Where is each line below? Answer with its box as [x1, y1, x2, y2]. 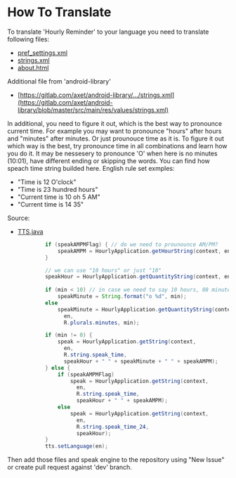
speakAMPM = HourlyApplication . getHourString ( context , [57, 247, 221, 254]
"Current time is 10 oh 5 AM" [17, 193, 100, 201]
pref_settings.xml [17, 49, 68, 57]
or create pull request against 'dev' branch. [7, 463, 132, 472]
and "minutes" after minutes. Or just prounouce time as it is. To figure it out [7, 134, 225, 143]
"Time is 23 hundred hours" [17, 185, 98, 193]
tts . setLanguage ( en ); [44, 443, 109, 450]
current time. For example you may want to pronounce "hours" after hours [7, 127, 222, 135]
